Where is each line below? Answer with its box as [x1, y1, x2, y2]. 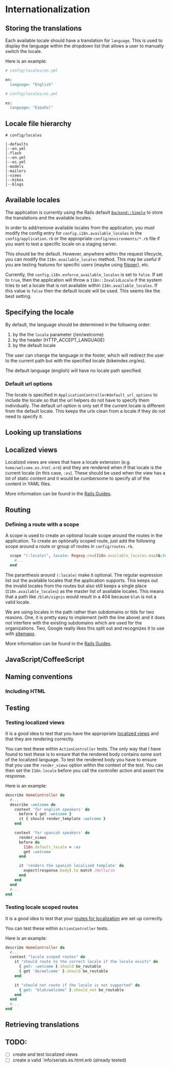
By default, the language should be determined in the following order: [5, 321, 151, 328]
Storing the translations [5, 24, 82, 33]
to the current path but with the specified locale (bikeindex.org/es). [5, 357, 146, 363]
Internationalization [5, 4, 90, 15]
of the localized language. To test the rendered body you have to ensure [5, 756, 157, 762]
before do [18, 839, 40, 845]
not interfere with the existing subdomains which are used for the [5, 619, 142, 626]
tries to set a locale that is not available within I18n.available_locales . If [5, 282, 158, 288]
